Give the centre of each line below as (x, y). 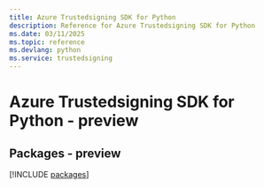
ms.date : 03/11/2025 (47, 34)
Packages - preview (65, 153)
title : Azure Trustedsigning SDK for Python (93, 17)
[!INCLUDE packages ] (49, 174)
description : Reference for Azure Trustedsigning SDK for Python (132, 26)
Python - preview (74, 121)
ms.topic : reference (47, 42)
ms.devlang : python (45, 50)
